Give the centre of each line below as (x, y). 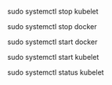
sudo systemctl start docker (52, 42)
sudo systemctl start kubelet (53, 57)
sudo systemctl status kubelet (56, 72)
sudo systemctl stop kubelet (53, 11)
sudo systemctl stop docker (52, 26)
